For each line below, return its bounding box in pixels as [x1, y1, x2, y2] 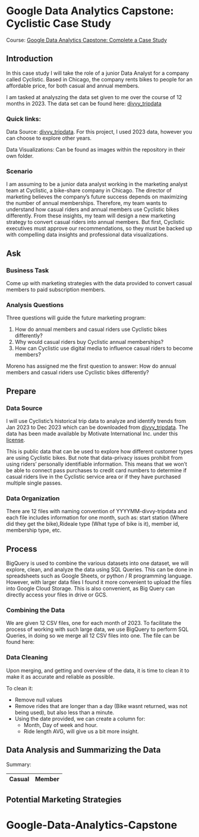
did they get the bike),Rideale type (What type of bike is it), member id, [6, 520, 180, 528]
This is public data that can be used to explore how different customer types [6, 448, 193, 455]
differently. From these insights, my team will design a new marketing [6, 212, 176, 219]
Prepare [6, 386, 37, 396]
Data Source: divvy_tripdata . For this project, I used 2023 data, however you [6, 128, 192, 135]
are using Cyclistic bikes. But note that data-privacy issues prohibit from [6, 454, 183, 462]
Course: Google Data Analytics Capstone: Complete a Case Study [6, 36, 168, 43]
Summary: [6, 760, 31, 767]
